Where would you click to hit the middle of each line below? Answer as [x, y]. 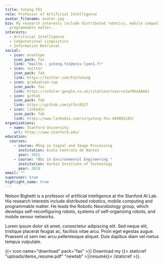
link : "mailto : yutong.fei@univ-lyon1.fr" [59, 64]
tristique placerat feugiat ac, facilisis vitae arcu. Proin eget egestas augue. [80, 231]
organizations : [20, 123]
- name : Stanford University [39, 127]
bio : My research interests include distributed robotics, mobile [74, 23]
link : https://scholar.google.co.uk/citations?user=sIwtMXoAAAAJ [82, 91]
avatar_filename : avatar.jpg [35, 19]
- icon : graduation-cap [33, 82]
